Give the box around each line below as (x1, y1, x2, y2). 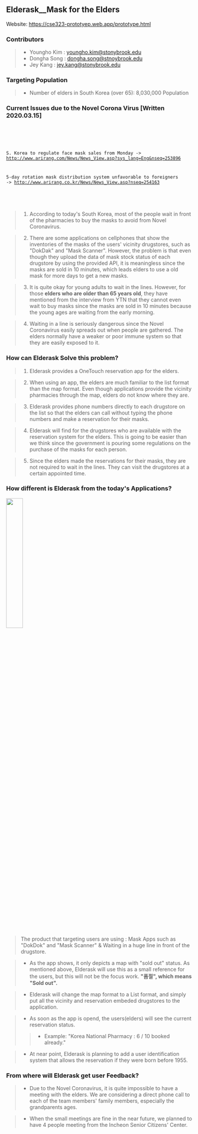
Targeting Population (6, 76, 68, 85)
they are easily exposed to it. (29, 339, 100, 346)
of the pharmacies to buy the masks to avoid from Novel (29, 217, 167, 224)
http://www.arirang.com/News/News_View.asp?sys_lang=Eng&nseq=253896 (6, 155, 181, 161)
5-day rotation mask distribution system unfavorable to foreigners (6, 174, 178, 180)
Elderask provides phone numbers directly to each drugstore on (29, 403, 185, 410)
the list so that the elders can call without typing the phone (29, 409, 173, 416)
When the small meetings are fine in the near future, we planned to (29, 1115, 192, 1122)
